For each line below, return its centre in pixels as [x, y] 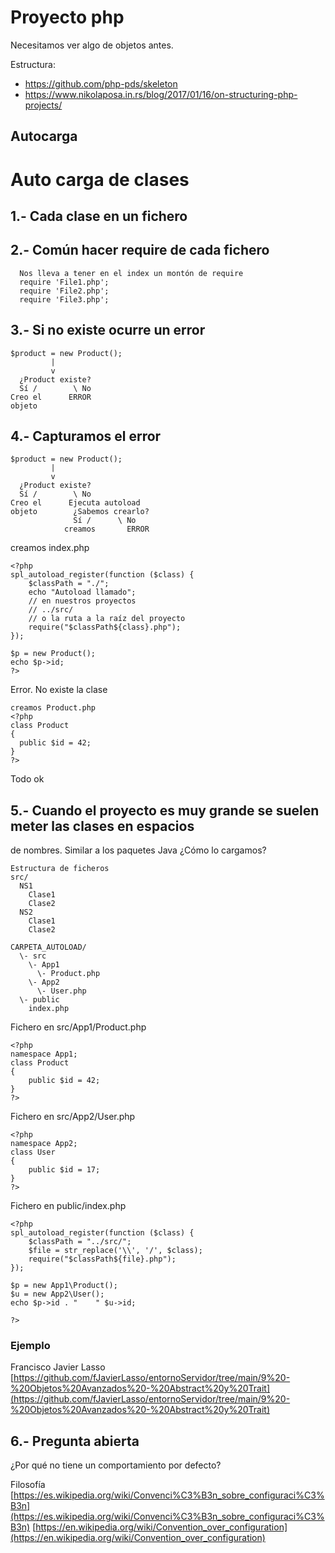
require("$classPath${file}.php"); [102, 1259]
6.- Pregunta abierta [75, 1441]
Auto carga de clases [100, 179]
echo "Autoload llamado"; [82, 592]
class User [33, 1152]
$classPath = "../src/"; [80, 1242]
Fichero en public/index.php [68, 1206]
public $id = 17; [64, 1170]
